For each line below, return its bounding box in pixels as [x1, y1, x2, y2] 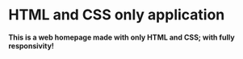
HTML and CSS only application [8, 6, 225, 24]
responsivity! [8, 40, 55, 50]
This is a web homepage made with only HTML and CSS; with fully [8, 32, 236, 42]
